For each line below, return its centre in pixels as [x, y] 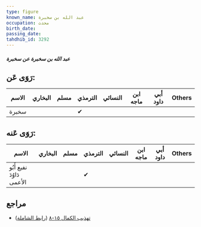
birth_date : [21, 28]
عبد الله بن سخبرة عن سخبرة [38, 59]
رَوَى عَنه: [21, 133]
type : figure [22, 12]
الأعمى [18, 182]
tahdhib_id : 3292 [28, 39]
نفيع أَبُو [18, 167]
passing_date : [24, 34]
